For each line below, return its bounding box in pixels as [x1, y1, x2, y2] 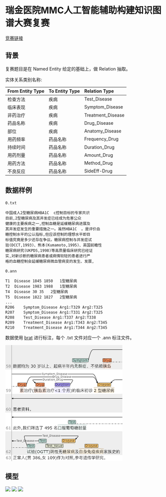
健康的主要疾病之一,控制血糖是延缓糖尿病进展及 [5, 221, 91, 226]
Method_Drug [84, 160, 113, 166]
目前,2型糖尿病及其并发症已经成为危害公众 [5, 216, 82, 221]
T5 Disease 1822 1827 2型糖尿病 [5, 295, 77, 300]
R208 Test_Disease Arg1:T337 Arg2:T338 [5, 315, 96, 320]
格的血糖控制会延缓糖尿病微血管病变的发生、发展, [5, 259, 95, 264]
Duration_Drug [84, 144, 115, 150]
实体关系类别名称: [5, 77, 43, 83]
